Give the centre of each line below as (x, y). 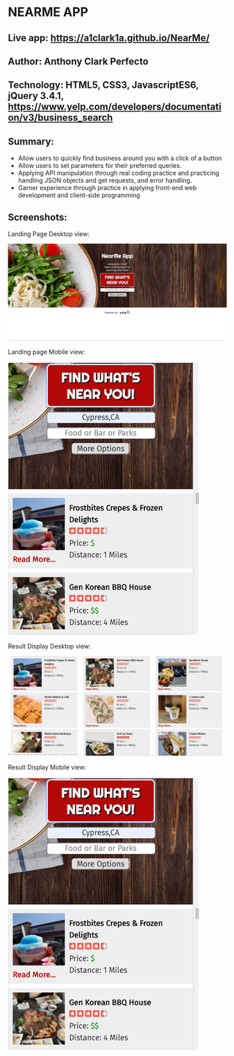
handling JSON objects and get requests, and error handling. (105, 180)
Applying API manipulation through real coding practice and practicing (118, 173)
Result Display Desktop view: (49, 646)
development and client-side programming (79, 195)
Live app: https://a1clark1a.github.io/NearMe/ (109, 38)
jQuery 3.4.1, (36, 96)
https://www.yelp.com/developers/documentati (115, 107)
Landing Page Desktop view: (49, 233)
